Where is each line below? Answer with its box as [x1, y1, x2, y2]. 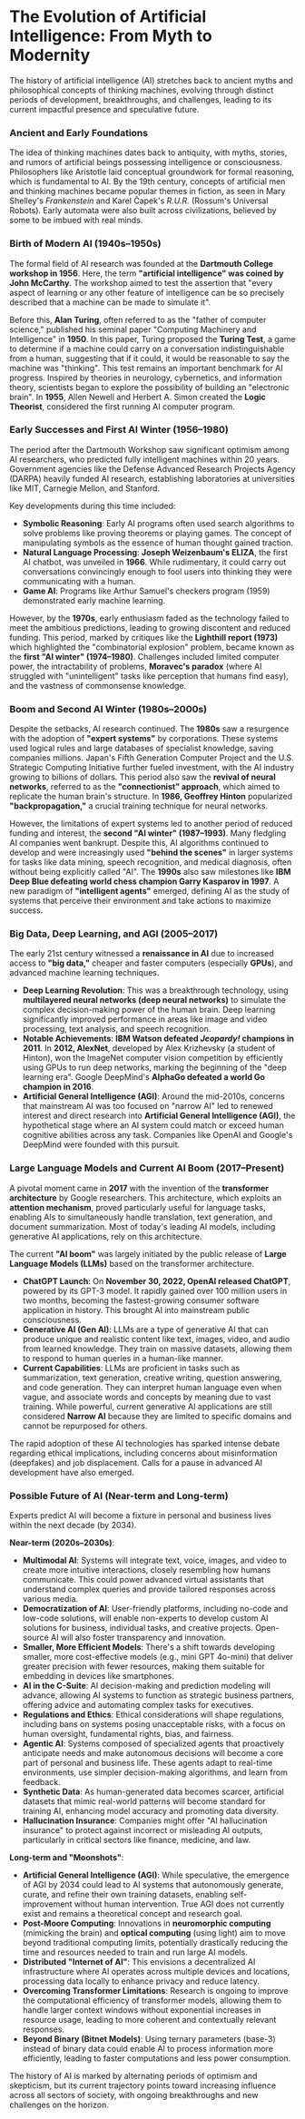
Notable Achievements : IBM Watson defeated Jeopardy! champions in [22, 1033, 295, 1045]
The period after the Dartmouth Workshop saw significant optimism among [9, 444, 290, 455]
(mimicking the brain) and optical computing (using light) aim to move [22, 1928, 286, 1938]
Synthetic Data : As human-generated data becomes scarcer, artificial [22, 1786, 284, 1798]
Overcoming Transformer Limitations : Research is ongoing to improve [22, 1986, 289, 1996]
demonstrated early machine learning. [22, 594, 166, 605]
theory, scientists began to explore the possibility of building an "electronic [9, 381, 290, 392]
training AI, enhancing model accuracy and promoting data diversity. [22, 1806, 280, 1817]
